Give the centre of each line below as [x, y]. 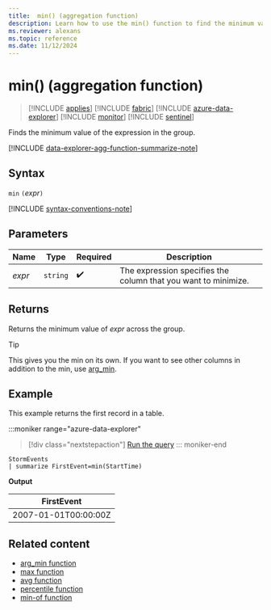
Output [21, 482]
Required [94, 257]
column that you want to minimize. [185, 280]
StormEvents [28, 460]
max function [42, 572]
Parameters [38, 234]
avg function [41, 581]
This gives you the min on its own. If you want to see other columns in [124, 360]
